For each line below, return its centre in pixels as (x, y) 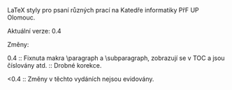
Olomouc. (21, 17)
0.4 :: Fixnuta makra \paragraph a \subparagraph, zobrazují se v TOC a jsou (116, 58)
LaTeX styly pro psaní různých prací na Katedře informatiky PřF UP (103, 10)
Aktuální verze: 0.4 (34, 31)
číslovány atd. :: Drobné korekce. (55, 65)
